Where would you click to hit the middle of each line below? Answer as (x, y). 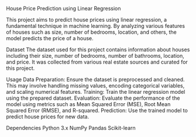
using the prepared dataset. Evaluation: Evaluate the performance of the (93, 98)
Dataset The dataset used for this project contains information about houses (98, 50)
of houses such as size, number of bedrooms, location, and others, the (91, 32)
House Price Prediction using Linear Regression (63, 8)
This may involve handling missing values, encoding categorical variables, (95, 86)
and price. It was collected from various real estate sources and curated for (97, 62)
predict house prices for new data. (48, 117)
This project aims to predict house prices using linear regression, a (87, 20)
